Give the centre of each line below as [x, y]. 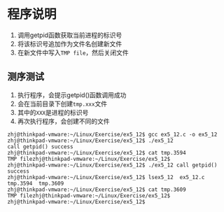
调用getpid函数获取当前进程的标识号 [70, 35]
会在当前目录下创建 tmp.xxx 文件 [62, 104]
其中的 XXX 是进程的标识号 [53, 112]
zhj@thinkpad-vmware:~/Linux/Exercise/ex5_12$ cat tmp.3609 [97, 190]
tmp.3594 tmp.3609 [36, 183]
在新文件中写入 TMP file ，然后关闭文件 [73, 52]
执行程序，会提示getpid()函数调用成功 [72, 94]
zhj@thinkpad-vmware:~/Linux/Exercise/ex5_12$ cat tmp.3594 [97, 153]
